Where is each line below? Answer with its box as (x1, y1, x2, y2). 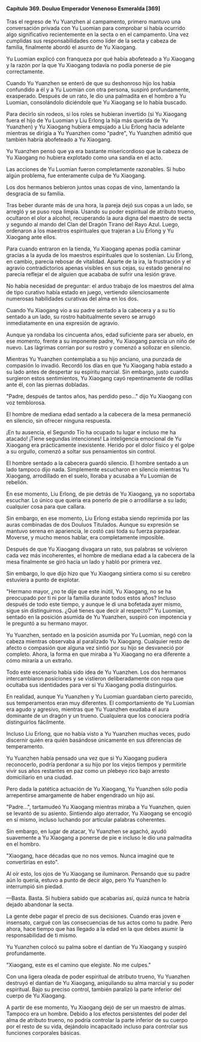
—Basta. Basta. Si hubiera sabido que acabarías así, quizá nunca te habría (6, 895, 190, 902)
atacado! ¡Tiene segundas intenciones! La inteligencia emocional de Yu (6, 435, 182, 443)
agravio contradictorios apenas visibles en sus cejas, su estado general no (6, 264, 191, 271)
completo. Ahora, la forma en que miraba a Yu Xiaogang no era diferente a (6, 650, 190, 658)
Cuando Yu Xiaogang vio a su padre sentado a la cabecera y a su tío (6, 307, 176, 314)
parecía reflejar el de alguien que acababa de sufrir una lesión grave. (6, 271, 177, 278)
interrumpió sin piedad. (6, 883, 64, 890)
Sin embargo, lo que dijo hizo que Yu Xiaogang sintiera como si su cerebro (6, 570, 191, 577)
